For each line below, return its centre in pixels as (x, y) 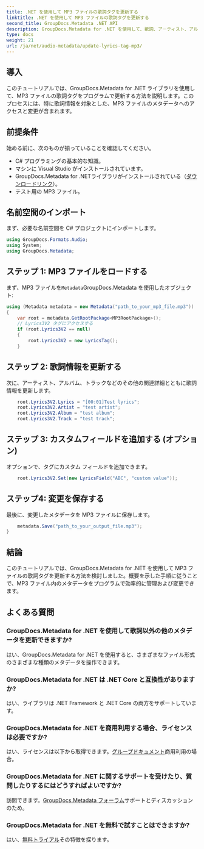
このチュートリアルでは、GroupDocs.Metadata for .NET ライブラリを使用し (101, 88)
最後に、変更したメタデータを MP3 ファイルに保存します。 (80, 514)
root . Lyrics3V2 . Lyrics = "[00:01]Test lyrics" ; (78, 402)
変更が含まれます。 (51, 111)
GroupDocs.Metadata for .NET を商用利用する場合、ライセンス (99, 728)
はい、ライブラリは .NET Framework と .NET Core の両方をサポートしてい (99, 703)
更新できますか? (49, 640)
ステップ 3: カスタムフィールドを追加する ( (86, 439)
